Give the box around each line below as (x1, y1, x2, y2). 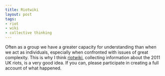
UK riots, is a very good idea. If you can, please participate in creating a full (5, 60, 159, 66)
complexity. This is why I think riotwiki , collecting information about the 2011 (5, 55, 160, 60)
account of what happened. (5, 65, 62, 71)
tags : (5, 16, 16, 21)
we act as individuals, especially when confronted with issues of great (5, 49, 149, 55)
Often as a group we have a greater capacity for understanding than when (5, 44, 157, 50)
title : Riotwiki (5, 7, 39, 12)
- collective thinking (5, 30, 52, 35)
